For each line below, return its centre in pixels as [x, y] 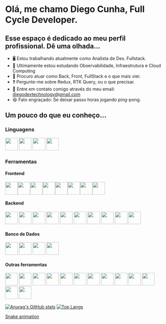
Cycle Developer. [42, 20]
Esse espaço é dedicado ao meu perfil [66, 38]
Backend [14, 203]
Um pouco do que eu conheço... [56, 115]
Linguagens [20, 129]
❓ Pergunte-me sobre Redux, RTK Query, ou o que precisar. [74, 82]
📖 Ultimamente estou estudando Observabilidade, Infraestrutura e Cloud [86, 65]
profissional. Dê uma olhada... [53, 46]
